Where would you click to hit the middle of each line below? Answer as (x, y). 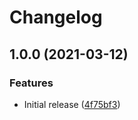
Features (31, 83)
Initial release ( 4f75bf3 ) (72, 104)
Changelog (56, 17)
